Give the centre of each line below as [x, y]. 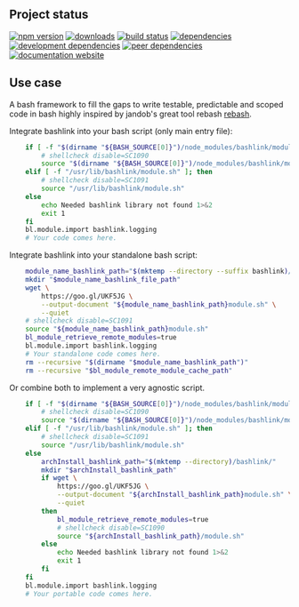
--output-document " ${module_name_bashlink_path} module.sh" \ [159, 304]
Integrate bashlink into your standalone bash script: [104, 255]
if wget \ [59, 478]
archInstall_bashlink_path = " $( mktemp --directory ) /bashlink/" [159, 461]
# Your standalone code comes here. [93, 354]
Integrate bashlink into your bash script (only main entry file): [121, 131]
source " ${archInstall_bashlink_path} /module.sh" [150, 536]
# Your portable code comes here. [89, 594]
